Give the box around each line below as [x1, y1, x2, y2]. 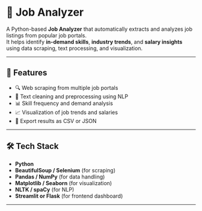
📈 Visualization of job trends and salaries [14, 109, 118, 116]
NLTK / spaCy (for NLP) [14, 186, 75, 193]
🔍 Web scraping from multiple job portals [14, 84, 118, 91]
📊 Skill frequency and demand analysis [14, 99, 113, 107]
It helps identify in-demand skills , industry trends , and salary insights [6, 38, 183, 45]
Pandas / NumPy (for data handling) [14, 173, 105, 180]
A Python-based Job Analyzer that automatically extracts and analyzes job [6, 25, 193, 33]
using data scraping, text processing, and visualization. [6, 45, 143, 52]
